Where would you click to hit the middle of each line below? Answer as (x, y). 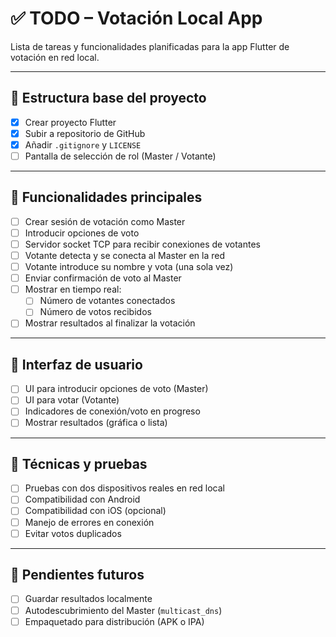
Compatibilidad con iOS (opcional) (95, 511)
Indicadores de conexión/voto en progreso (112, 411)
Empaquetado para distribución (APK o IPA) (114, 621)
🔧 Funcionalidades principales (106, 197)
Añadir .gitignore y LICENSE (83, 144)
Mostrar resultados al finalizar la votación (110, 323)
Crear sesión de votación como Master (105, 221)
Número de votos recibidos (95, 312)
